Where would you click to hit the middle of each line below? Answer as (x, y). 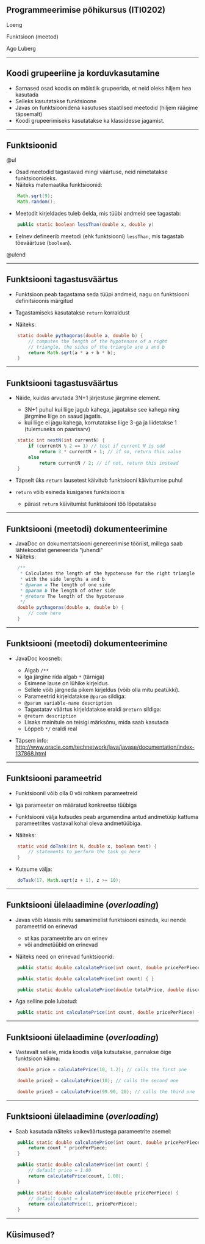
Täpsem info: (32, 740)
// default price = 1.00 (60, 1171)
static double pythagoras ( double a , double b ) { (80, 335)
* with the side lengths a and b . (64, 579)
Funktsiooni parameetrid (54, 778)
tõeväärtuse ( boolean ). (43, 243)
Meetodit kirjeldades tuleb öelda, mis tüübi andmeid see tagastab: (98, 214)
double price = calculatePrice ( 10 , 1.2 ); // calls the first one (102, 1070)
